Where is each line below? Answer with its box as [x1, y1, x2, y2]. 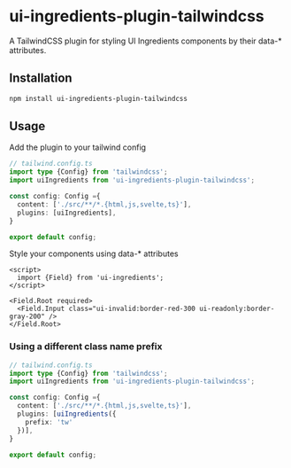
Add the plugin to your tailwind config [9, 142, 147, 152]
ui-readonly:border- [198, 304, 275, 314]
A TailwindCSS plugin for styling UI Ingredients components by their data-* [9, 35, 282, 46]
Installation [9, 71, 73, 86]
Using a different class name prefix [9, 340, 163, 353]
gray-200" [9, 312, 46, 321]
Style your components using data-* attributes [9, 248, 179, 259]
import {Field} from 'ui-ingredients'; [17, 273, 165, 283]
